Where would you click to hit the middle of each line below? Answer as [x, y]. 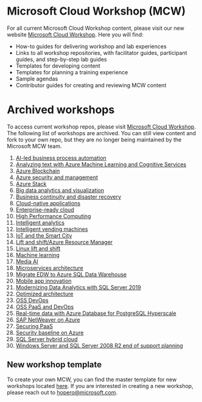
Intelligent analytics [40, 222]
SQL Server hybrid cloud [47, 339]
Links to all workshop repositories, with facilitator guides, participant [101, 52]
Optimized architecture [44, 294]
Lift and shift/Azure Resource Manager [64, 242]
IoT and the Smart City [44, 235]
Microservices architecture [50, 268]
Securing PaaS [34, 326]
